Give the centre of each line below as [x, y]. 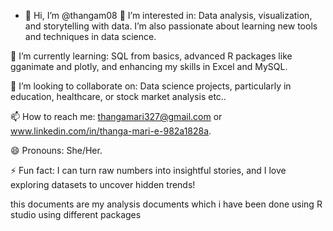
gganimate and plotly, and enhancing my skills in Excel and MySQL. [149, 66]
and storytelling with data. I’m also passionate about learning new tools [171, 26]
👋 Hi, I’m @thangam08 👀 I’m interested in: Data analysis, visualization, [168, 15]
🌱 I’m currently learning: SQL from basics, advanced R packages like [151, 56]
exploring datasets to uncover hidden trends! [103, 184]
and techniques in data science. [90, 36]
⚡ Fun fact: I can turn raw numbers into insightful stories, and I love [148, 170]
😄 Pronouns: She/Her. [56, 150]
